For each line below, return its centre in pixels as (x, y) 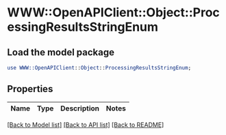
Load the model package (61, 52)
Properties (30, 89)
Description (80, 108)
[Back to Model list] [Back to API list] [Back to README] (86, 125)
